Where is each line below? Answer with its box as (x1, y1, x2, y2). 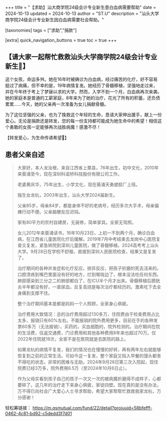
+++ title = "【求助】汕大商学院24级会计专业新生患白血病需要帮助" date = (5, 4, 157, 10)
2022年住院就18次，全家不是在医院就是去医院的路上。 (17, 336, 129, 342)
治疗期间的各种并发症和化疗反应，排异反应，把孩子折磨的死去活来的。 (17, 265, 162, 271)
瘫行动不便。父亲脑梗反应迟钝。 (17, 209, 83, 214)
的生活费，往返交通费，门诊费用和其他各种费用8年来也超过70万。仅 (17, 330, 156, 336)
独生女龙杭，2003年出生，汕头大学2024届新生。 (17, 192, 118, 198)
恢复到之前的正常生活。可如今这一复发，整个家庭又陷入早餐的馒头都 (17, 352, 157, 358)
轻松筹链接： (5, 405, 31, 411)
